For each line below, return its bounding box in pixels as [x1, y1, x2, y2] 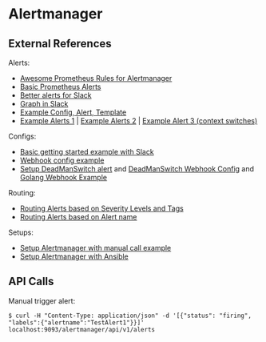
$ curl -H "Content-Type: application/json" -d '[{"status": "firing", [8, 312, 252, 320]
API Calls [8, 275, 54, 288]
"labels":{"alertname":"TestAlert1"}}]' [8, 318, 145, 327]
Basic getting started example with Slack [19, 147, 154, 156]
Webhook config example [19, 155, 105, 165]
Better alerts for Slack [19, 91, 92, 100]
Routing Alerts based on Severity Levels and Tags [19, 203, 184, 213]
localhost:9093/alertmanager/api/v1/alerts [8, 325, 156, 333]
